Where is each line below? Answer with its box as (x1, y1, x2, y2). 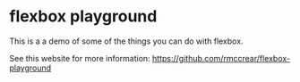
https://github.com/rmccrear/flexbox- (151, 53, 291, 63)
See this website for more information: (9, 53, 150, 63)
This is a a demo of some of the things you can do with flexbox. (9, 36, 244, 46)
